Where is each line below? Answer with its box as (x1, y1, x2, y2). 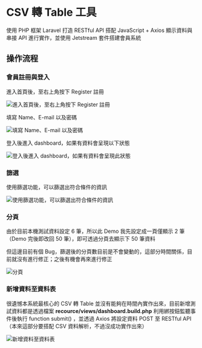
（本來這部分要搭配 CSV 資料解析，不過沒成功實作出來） (6, 322, 148, 329)
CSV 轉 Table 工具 (6, 5, 97, 19)
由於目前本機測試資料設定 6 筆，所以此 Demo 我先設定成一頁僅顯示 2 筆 (6, 227, 185, 235)
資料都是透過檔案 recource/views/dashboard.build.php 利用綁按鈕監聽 (11, 307, 191, 314)
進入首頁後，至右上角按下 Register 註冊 (6, 88, 105, 95)
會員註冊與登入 (6, 73, 50, 81)
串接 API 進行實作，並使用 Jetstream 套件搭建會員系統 (6, 34, 142, 41)
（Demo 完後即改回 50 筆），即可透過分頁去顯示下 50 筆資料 (6, 235, 155, 242)
